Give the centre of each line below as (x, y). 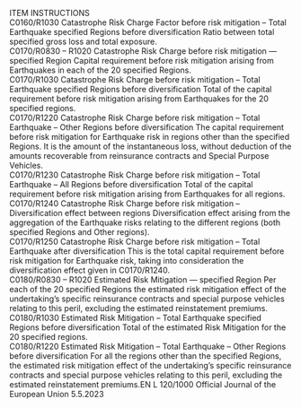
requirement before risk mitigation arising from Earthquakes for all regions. (147, 194)
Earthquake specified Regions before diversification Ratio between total (142, 32)
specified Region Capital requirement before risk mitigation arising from (142, 61)
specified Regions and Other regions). (80, 232)
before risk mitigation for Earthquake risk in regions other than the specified (150, 137)
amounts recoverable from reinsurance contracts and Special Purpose (139, 156)
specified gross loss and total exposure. (83, 41)
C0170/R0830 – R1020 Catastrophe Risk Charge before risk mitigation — (143, 51)
